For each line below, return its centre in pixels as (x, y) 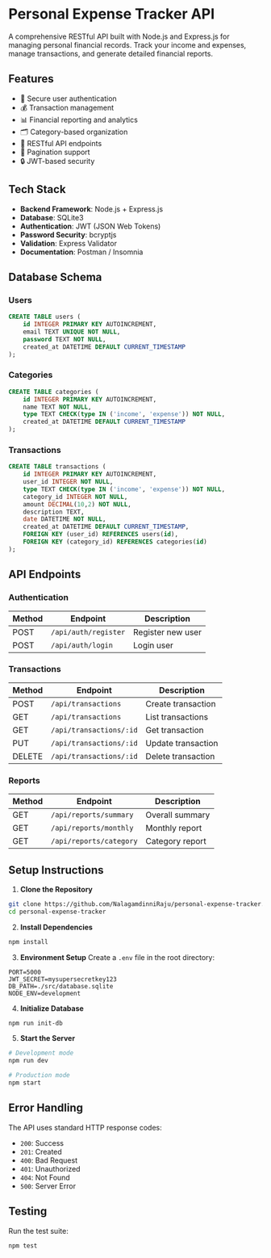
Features (31, 79)
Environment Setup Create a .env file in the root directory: (117, 957)
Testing (28, 1212)
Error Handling (46, 1108)
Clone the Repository (56, 889)
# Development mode (41, 1053)
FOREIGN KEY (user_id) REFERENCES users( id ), (101, 535)
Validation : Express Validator (68, 243)
